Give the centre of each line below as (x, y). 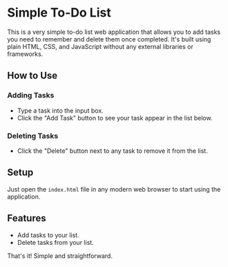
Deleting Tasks (33, 136)
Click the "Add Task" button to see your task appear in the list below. (115, 118)
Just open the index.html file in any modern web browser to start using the (114, 189)
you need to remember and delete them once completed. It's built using (109, 39)
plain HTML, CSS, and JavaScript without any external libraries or (100, 46)
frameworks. (25, 54)
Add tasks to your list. (48, 235)
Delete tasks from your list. (56, 242)
